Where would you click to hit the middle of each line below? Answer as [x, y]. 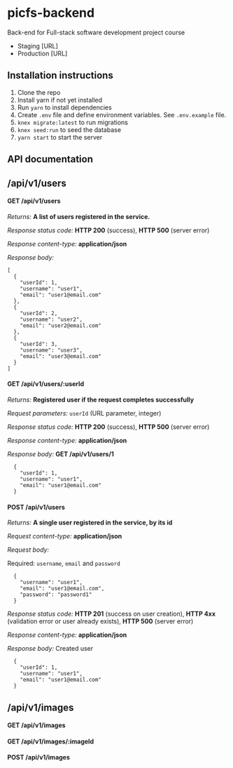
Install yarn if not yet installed [60, 100]
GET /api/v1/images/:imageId [51, 741]
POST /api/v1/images [38, 757]
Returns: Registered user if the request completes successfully [101, 399]
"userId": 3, [39, 344]
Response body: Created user [50, 649]
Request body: [28, 550]
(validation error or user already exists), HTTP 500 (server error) [100, 621]
